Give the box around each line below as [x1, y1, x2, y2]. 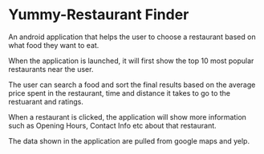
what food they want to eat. [8, 40, 100, 49]
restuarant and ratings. [8, 97, 84, 106]
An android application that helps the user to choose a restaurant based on [8, 32, 256, 41]
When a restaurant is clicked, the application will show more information [8, 112, 247, 121]
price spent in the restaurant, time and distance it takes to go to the [8, 88, 231, 97]
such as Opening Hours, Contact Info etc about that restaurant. [8, 120, 217, 130]
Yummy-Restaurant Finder [8, 6, 189, 24]
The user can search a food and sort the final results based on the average [8, 80, 256, 89]
